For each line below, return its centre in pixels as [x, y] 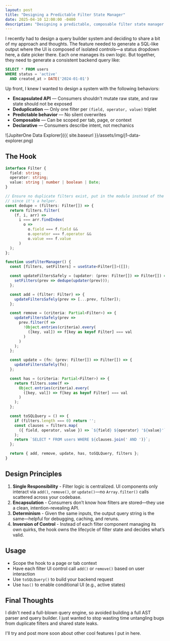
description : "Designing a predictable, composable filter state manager [85, 24]
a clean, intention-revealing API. [46, 508]
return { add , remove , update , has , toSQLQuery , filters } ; [74, 454]
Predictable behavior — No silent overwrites [59, 114]
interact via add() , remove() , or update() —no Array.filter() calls [81, 492]
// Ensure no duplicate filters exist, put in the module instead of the [85, 196]
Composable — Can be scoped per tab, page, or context [72, 120]
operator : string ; [29, 178]
